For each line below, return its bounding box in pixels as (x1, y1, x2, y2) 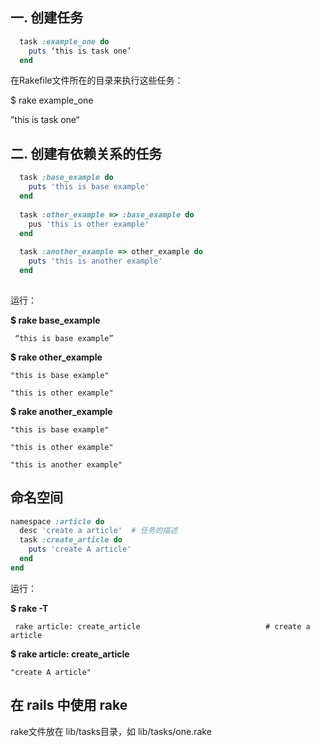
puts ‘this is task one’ (28, 46, 132, 56)
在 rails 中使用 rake (10, 697, 128, 714)
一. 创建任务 (10, 9, 84, 27)
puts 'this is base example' (28, 182, 150, 192)
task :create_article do (19, 535, 123, 545)
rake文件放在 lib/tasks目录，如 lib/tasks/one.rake (10, 725, 212, 737)
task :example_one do (19, 36, 110, 47)
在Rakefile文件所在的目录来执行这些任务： (10, 74, 184, 87)
